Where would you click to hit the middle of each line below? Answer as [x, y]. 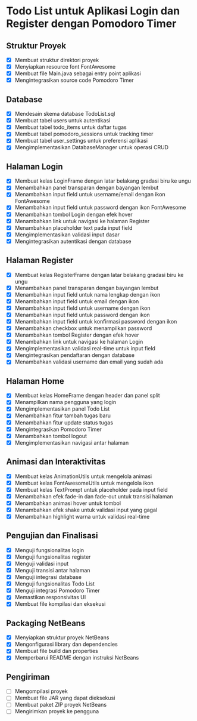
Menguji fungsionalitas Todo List [55, 584]
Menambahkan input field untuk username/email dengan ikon [90, 195]
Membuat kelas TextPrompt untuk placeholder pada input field [91, 489]
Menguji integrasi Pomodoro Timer [57, 591]
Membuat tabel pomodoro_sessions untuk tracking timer [84, 134]
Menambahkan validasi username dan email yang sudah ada [89, 362]
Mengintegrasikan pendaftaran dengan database [75, 355]
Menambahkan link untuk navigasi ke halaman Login [79, 342]
